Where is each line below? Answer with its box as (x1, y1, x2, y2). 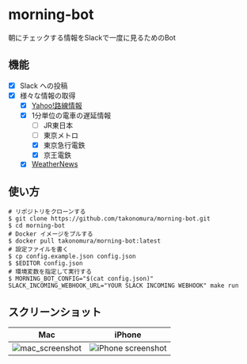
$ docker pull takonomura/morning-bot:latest (8, 237, 161, 245)
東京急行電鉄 (43, 140, 85, 150)
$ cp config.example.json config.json (8, 252, 136, 261)
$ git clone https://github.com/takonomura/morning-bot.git (8, 215, 211, 223)
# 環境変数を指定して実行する (8, 268, 93, 276)
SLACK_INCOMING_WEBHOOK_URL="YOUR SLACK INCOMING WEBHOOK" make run (8, 282, 239, 290)
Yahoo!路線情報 (31, 101, 83, 110)
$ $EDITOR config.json (8, 259, 83, 267)
